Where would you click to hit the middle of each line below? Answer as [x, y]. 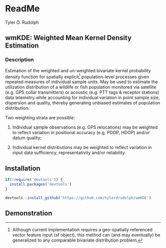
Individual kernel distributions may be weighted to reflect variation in [82, 148]
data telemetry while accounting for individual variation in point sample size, [83, 98]
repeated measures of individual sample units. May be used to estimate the [82, 82]
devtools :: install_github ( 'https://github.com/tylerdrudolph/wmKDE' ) [78, 198]
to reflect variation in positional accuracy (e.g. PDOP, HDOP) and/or [81, 133]
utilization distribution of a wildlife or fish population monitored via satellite [81, 87]
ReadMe [22, 9]
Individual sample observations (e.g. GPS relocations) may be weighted [85, 127]
